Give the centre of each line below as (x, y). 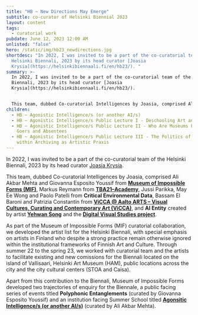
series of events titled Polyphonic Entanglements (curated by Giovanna (94, 293)
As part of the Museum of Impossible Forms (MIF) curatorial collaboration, (96, 226)
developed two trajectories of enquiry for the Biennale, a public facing (91, 287)
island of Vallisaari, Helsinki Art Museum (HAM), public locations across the (98, 263)
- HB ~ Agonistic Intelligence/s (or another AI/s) (76, 115)
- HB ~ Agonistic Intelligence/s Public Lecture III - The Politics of (101, 137)
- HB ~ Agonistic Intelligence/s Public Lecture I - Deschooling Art (98, 120)
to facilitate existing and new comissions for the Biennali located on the (92, 257)
